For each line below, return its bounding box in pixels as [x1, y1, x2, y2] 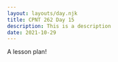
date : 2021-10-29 [7, 29, 57, 36]
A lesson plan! [7, 48, 47, 56]
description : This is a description [7, 22, 111, 29]
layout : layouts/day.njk [7, 10, 78, 17]
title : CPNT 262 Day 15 [7, 16, 75, 23]
